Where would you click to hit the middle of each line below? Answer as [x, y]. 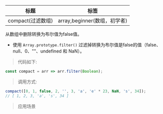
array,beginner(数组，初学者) [93, 21]
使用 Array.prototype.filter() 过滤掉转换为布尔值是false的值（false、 [87, 45]
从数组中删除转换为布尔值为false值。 [44, 34]
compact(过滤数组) [30, 21]
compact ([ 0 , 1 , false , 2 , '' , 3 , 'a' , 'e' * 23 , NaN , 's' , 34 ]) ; [76, 91]
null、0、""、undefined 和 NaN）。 [48, 51]
